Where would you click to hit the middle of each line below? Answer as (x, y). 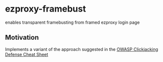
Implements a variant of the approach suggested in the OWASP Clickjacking (81, 49)
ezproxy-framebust (46, 9)
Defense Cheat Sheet (27, 54)
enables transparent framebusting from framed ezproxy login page (72, 22)
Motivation (22, 38)
